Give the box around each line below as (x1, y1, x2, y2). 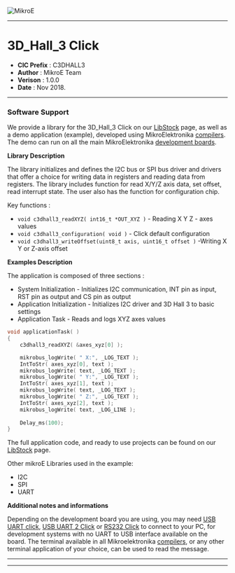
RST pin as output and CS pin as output (17, 293, 131, 301)
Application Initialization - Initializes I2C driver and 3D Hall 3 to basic (17, 300, 215, 308)
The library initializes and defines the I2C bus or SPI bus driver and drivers (7, 165, 222, 174)
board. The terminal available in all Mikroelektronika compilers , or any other (7, 537, 225, 546)
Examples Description (7, 258, 73, 266)
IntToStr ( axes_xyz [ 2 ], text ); (20, 399, 114, 406)
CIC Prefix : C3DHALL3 (17, 60, 85, 69)
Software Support (7, 107, 69, 117)
